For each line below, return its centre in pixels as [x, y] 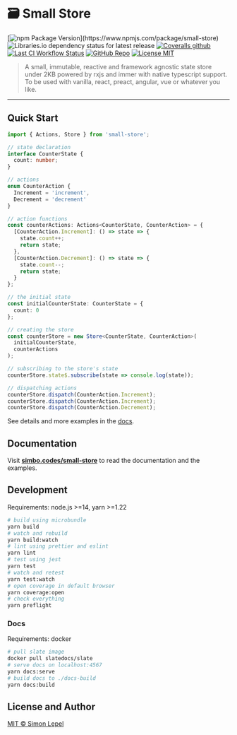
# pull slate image [36, 652]
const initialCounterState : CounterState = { [75, 304]
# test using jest [34, 560]
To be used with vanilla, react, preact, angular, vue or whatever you [122, 81]
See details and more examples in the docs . [71, 421]
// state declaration [39, 147]
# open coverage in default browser [61, 586]
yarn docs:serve [31, 672]
